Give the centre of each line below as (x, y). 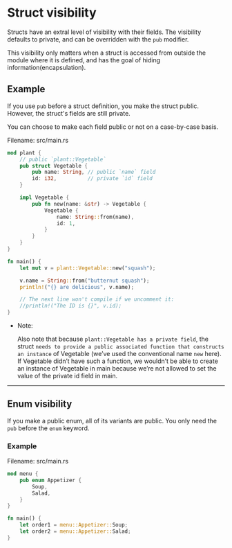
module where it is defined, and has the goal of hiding (84, 60)
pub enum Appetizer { (50, 480)
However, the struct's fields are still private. (69, 113)
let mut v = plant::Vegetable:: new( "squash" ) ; (88, 268)
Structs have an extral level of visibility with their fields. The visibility (104, 32)
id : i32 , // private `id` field (93, 179)
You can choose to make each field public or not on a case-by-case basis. (113, 127)
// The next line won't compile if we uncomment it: (97, 299)
